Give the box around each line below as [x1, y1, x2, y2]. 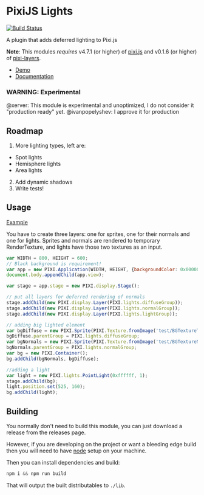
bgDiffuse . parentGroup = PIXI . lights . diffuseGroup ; [6, 333, 140, 339]
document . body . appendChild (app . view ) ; [6, 272, 104, 278]
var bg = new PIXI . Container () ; [6, 350, 88, 356]
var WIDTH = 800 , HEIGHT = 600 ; [6, 255, 88, 261]
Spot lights [15, 154, 42, 161]
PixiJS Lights [6, 4, 73, 18]
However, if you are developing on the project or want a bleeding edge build [6, 441, 197, 448]
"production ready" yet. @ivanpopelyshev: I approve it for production [6, 108, 180, 116]
